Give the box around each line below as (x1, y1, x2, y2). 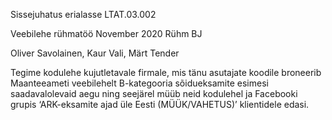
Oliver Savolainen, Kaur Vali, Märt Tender (10, 47, 180, 59)
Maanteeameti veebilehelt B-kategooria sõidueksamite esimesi (10, 77, 269, 89)
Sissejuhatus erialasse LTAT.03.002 (10, 9, 157, 20)
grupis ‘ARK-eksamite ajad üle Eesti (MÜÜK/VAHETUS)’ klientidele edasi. (10, 99, 310, 110)
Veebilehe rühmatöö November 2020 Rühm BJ (10, 28, 203, 39)
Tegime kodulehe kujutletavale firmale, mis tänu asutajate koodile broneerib (10, 67, 322, 78)
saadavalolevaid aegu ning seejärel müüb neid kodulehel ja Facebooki (10, 88, 298, 99)
